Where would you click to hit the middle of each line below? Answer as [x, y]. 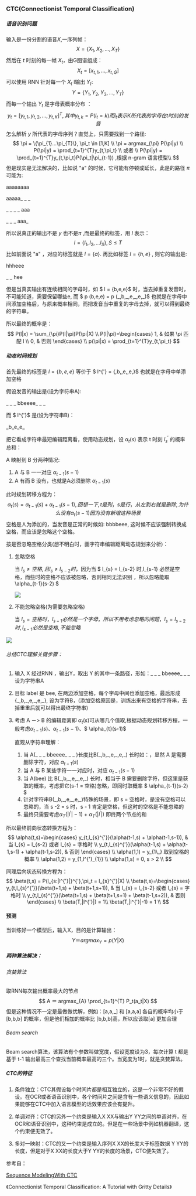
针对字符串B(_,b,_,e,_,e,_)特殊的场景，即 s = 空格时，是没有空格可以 [104, 799]
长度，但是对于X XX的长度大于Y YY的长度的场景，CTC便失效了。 [93, 1151]
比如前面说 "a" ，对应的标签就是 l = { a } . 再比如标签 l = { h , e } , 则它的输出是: [97, 254]
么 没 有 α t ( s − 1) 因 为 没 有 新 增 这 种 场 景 [98, 513]
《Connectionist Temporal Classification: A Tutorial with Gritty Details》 [89, 1187]
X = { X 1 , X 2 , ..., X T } [98, 50]
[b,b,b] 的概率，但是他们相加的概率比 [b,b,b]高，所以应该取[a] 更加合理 [91, 1019]
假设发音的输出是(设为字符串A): [44, 391]
